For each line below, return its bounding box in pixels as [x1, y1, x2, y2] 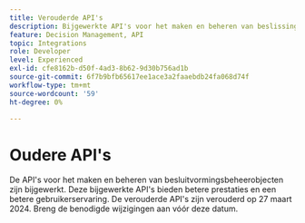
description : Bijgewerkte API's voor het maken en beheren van [9, 22, 254, 31]
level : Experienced [9, 55, 84, 64]
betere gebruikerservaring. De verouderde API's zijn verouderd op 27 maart [9, 194, 292, 205]
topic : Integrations [9, 38, 88, 48]
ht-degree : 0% [9, 97, 64, 107]
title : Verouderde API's [9, 13, 103, 23]
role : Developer [9, 47, 71, 56]
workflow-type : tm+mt [9, 81, 92, 90]
